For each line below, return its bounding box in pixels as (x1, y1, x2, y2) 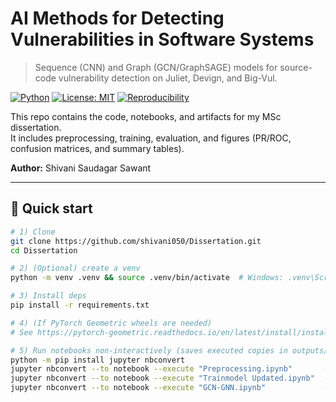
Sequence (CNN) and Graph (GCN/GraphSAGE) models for (34, 61, 278, 73)
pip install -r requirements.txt (10, 300, 150, 310)
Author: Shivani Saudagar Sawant (10, 162, 152, 174)
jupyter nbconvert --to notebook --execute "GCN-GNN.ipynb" (10, 383, 267, 393)
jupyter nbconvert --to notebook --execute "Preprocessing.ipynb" (10, 364, 293, 374)
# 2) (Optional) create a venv (10, 263, 141, 274)
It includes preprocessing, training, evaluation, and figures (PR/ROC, (10, 132, 292, 144)
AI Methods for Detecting (10, 7, 225, 30)
